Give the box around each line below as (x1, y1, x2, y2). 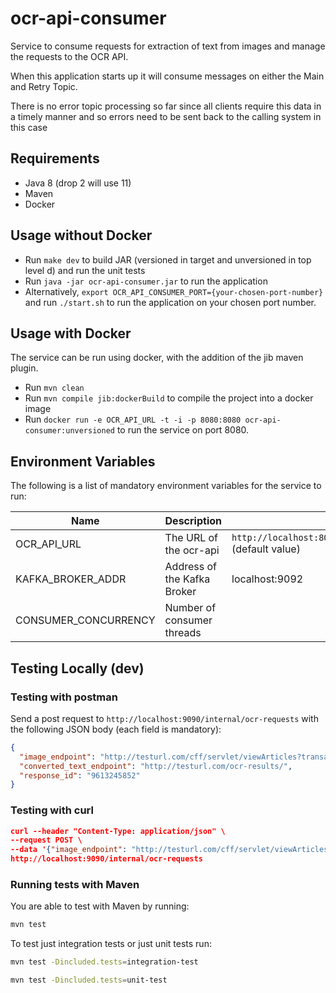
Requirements (10, 150, 100, 167)
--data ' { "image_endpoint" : (10, 845, 128, 855)
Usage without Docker (10, 227, 153, 244)
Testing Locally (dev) (10, 660, 145, 677)
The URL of (164, 531, 219, 545)
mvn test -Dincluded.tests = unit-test (10, 975, 168, 986)
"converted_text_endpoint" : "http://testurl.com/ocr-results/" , (19, 761, 293, 771)
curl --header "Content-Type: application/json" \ (10, 826, 226, 836)
